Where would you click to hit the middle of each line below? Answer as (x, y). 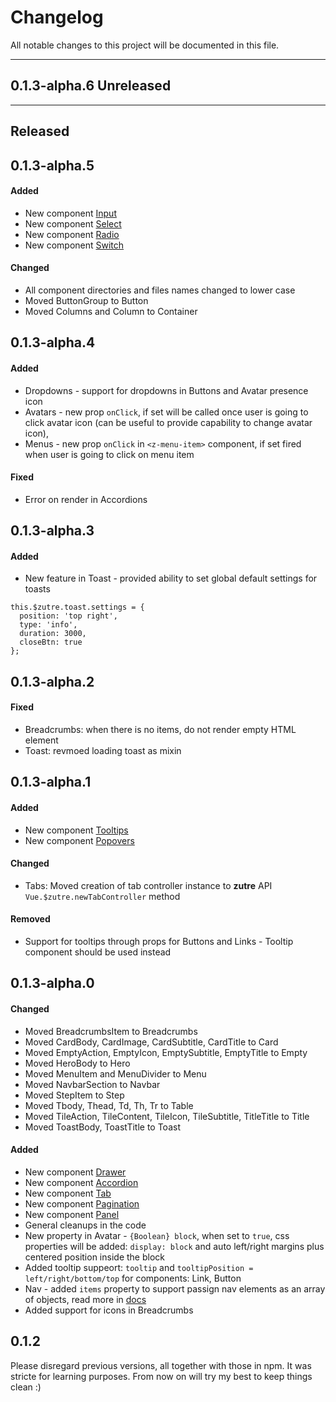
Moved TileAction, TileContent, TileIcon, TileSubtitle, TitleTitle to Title (167, 1116)
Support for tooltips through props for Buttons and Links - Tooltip (159, 941)
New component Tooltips (76, 830)
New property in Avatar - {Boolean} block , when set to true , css (157, 1235)
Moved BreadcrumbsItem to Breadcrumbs (111, 1031)
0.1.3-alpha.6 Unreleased (91, 86)
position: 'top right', (68, 616)
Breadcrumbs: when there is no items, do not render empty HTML (160, 729)
